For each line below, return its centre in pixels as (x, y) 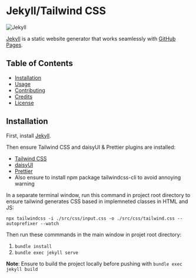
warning (25, 184)
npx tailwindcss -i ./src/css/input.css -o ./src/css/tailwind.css (91, 218)
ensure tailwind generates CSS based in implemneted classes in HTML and (97, 201)
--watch (50, 223)
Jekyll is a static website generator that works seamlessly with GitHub (91, 38)
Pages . (14, 45)
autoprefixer (22, 223)
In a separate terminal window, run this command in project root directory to (98, 195)
